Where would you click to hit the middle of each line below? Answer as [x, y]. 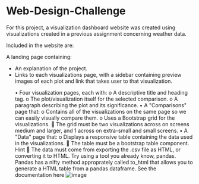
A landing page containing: [39, 57]
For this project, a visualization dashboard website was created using [91, 27]
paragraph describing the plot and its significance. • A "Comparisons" [101, 105]
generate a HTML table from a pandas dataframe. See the [86, 169]
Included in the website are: [40, 45]
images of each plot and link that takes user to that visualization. [93, 81]
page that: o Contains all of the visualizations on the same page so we [100, 111]
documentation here [40, 174]
